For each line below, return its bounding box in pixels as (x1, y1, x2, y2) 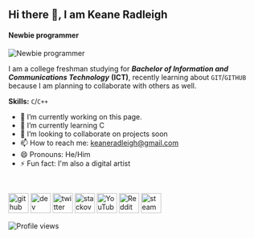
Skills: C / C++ (8, 96, 48, 106)
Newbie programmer (8, 30, 79, 40)
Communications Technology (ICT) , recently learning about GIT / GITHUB (8, 72, 247, 82)
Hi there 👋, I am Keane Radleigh (8, 8, 168, 22)
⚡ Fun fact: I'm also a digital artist (19, 158, 131, 168)
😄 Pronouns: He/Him (19, 149, 91, 159)
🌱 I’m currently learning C (19, 120, 105, 130)
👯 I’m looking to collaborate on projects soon (19, 129, 169, 139)
